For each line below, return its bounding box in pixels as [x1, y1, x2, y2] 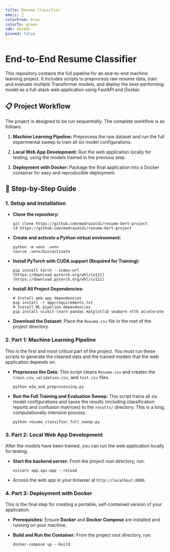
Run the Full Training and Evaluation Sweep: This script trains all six [12, 393, 158, 399]
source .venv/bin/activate [12, 249, 70, 254]
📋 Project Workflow [5, 102, 70, 111]
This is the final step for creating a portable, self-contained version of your [5, 501, 162, 507]
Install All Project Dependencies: [12, 286, 84, 292]
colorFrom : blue [5, 17, 40, 22]
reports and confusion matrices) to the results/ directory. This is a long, [12, 404, 165, 410]
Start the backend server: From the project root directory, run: [12, 458, 145, 465]
